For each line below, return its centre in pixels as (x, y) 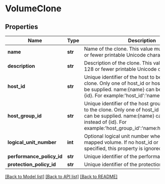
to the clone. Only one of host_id (122, 110)
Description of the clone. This (118, 63)
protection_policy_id (32, 164)
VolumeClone (33, 9)
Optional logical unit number (117, 136)
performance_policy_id (35, 156)
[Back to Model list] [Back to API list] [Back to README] (61, 177)
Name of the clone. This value (119, 49)
